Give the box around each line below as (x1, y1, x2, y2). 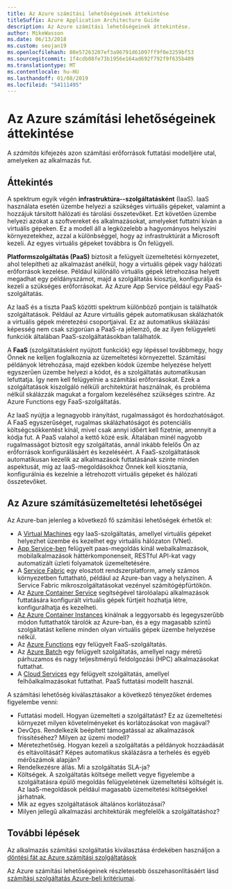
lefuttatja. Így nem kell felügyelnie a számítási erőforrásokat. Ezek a (7, 376, 200, 383)
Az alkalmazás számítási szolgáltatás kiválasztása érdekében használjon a (7, 845, 220, 854)
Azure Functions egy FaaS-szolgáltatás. (7, 397, 122, 406)
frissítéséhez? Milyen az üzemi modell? (17, 733, 130, 742)
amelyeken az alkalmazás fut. (7, 156, 92, 165)
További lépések (7, 827, 80, 839)
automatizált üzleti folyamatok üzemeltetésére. (17, 558, 151, 567)
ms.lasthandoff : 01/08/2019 (7, 74, 89, 82)
